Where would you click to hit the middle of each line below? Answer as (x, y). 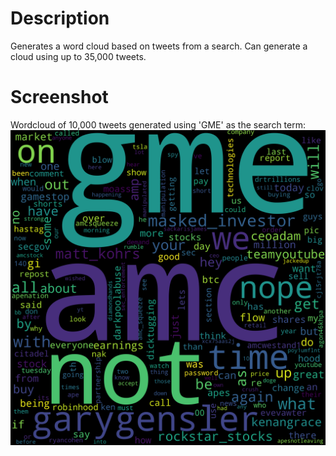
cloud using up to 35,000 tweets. (78, 56)
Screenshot (59, 97)
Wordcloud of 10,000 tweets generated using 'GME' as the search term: (158, 124)
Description (60, 18)
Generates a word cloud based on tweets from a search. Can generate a (159, 46)
